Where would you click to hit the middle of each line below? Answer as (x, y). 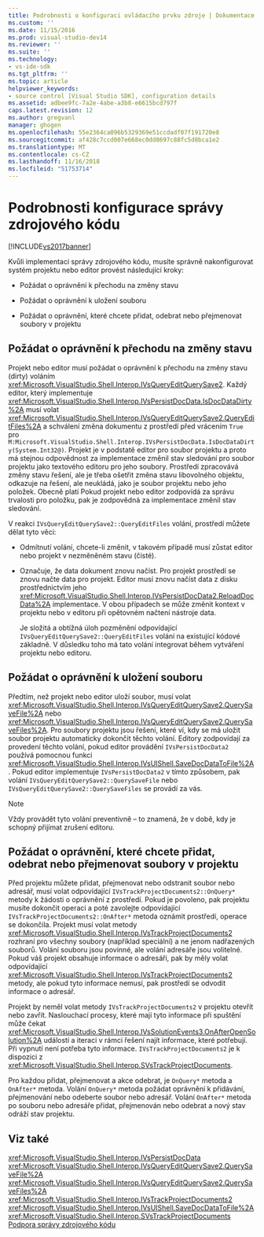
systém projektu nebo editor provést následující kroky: (96, 270)
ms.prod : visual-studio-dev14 (58, 37)
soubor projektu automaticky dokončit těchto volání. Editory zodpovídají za (129, 738)
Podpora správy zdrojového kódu (62, 1224)
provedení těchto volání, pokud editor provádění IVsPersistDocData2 (119, 746)
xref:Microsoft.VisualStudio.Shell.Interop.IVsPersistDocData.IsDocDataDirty (130, 401)
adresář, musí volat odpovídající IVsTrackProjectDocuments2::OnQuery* (122, 891)
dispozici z (26, 1057)
